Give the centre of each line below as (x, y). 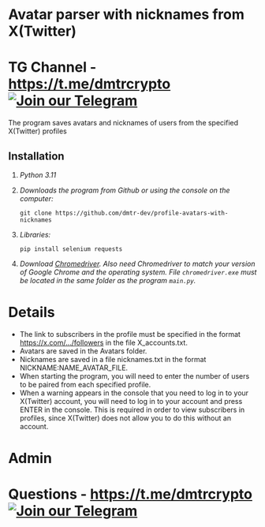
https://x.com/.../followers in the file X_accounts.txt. (103, 342)
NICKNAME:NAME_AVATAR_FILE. (74, 368)
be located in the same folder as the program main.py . (108, 280)
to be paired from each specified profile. (85, 384)
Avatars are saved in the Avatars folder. (83, 351)
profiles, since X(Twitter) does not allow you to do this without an (125, 418)
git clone (36, 213)
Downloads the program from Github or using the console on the (125, 190)
